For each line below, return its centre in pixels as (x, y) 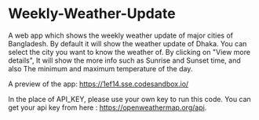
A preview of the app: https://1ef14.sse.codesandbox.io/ (98, 84)
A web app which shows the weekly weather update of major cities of (121, 35)
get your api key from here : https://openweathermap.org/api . (108, 107)
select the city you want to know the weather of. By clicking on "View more (129, 52)
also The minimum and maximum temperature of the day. (100, 68)
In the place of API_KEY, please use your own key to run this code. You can (129, 99)
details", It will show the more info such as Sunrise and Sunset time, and (124, 60)
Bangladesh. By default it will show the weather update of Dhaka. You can (128, 43)
